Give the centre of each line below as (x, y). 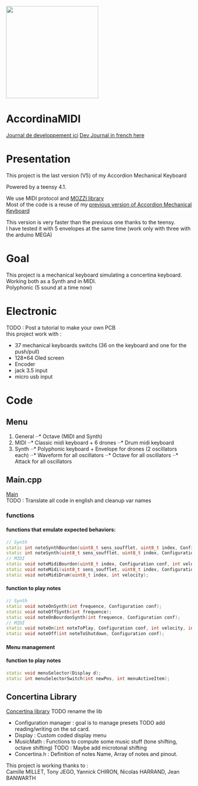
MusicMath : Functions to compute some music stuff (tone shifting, (96, 741)
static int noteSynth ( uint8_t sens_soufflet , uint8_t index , (83, 553)
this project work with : (34, 334)
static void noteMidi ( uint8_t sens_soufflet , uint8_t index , (83, 570)
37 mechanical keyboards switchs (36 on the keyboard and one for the (100, 345)
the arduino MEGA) (29, 235)
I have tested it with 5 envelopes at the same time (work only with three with (98, 228)
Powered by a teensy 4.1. (36, 187)
